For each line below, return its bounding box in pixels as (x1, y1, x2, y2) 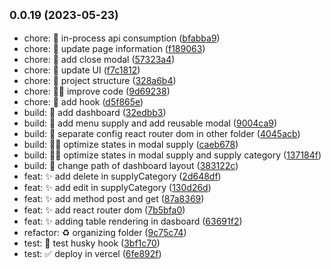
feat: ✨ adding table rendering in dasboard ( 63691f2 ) (23, 215, 243, 227)
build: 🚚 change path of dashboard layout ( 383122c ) (23, 159, 239, 171)
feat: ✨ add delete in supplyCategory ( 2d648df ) (23, 170, 222, 182)
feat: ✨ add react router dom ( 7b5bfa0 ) (23, 204, 186, 216)
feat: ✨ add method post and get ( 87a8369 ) (23, 192, 205, 204)
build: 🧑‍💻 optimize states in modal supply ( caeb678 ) (23, 138, 239, 150)
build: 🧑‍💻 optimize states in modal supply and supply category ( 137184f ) (23, 149, 322, 161)
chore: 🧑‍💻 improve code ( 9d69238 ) (23, 85, 171, 97)
